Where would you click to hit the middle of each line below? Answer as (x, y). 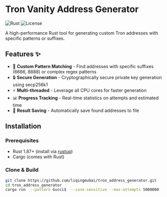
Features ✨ (23, 54)
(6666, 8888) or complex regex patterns (54, 72)
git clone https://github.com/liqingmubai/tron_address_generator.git (81, 180)
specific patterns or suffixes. (35, 38)
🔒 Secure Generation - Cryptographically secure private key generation (87, 77)
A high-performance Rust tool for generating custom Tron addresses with (81, 33)
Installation (23, 126)
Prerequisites (22, 141)
